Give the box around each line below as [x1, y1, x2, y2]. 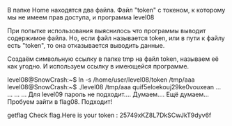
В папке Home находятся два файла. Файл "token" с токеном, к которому [7, 6, 226, 14]
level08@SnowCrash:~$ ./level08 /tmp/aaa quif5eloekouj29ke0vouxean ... [7, 83, 222, 91]
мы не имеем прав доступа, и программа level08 [7, 13, 155, 21]
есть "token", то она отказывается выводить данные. [7, 42, 165, 49]
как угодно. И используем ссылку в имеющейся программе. [7, 62, 190, 70]
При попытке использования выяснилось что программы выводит [7, 27, 206, 35]
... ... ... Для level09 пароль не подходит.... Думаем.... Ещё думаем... [7, 90, 209, 98]
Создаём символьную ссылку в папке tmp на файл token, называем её [7, 55, 219, 63]
